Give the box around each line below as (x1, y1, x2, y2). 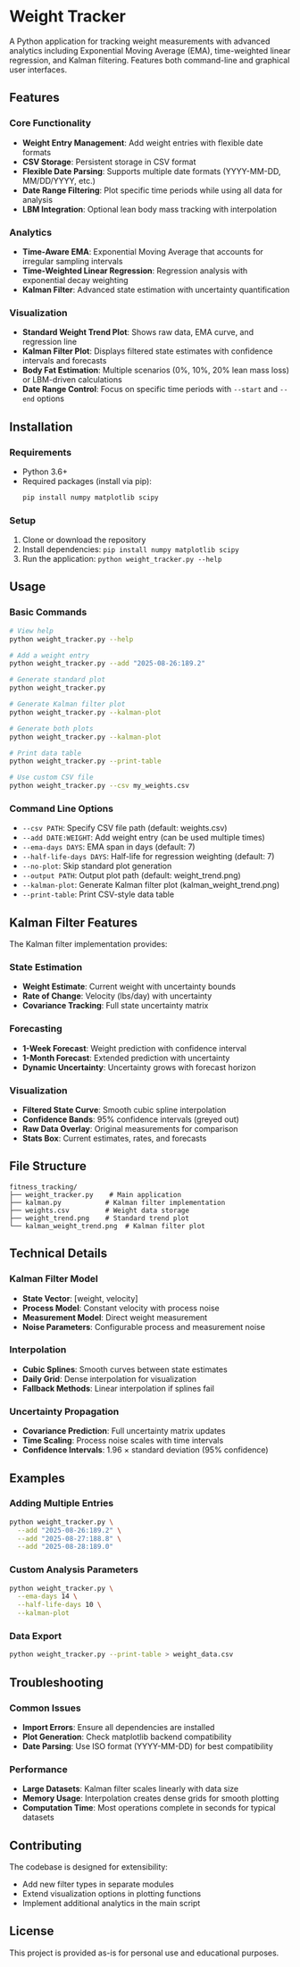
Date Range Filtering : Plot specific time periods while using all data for (21, 185, 283, 196)
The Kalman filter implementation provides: (9, 939, 168, 950)
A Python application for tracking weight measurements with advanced (9, 36, 271, 46)
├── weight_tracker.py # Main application (9, 1190, 181, 1199)
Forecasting (9, 1023, 62, 1035)
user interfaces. (9, 64, 68, 75)
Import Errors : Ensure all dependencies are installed (21, 1721, 215, 1732)
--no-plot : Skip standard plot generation (21, 860, 172, 872)
